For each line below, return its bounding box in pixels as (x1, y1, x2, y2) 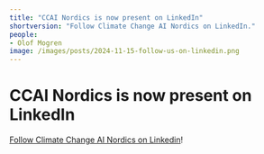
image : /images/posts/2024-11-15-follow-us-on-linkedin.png (9, 47, 241, 56)
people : (9, 30, 39, 39)
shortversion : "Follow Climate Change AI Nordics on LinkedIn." (9, 22, 256, 31)
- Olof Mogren (9, 38, 63, 48)
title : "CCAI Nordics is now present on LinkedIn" (9, 13, 204, 23)
